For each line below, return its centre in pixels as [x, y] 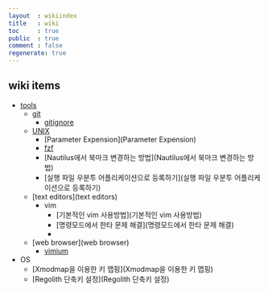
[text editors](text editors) [75, 196]
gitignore [59, 122]
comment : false [35, 46]
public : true [34, 38]
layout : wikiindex [43, 16]
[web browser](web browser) [80, 242]
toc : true [34, 31]
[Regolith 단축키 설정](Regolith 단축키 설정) [101, 279]
